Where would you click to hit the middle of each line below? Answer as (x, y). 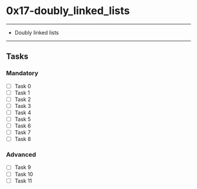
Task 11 (23, 181)
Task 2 (23, 99)
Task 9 (23, 167)
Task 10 (24, 174)
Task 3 (23, 106)
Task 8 (23, 139)
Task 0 (23, 86)
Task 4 (23, 112)
